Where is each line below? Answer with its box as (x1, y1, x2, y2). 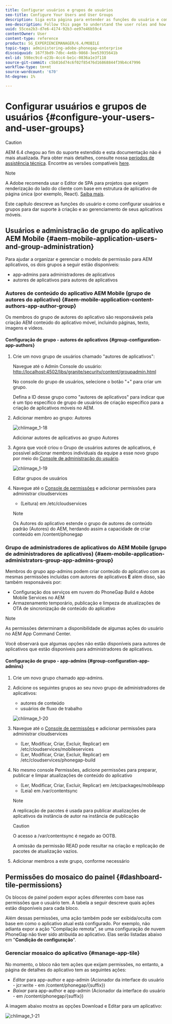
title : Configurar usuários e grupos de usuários (5, 7, 114, 13)
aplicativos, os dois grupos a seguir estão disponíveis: (5, 262, 120, 268)
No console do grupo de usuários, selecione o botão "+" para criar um (12, 379, 162, 385)
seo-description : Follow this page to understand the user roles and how (5, 21, 166, 27)
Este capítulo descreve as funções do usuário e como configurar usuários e (5, 201, 165, 207)
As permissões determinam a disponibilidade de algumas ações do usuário (5, 625, 164, 631)
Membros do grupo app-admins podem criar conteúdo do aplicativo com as (5, 569, 165, 575)
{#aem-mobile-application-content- (61, 296, 154, 303)
